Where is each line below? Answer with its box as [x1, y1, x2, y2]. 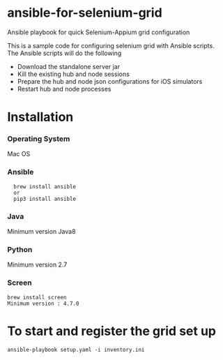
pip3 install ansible [13, 195, 77, 202]
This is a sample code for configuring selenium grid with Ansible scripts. [7, 41, 215, 50]
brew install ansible [13, 183, 77, 190]
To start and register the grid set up [7, 323, 216, 339]
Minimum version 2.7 [7, 260, 68, 269]
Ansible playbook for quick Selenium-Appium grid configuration [7, 28, 190, 36]
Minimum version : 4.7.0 [7, 300, 79, 307]
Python [7, 244, 33, 254]
